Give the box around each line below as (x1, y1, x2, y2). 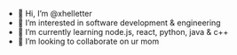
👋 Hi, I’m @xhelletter (17, 9, 93, 18)
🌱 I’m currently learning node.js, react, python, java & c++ (17, 27, 229, 37)
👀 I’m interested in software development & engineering (17, 17, 221, 28)
